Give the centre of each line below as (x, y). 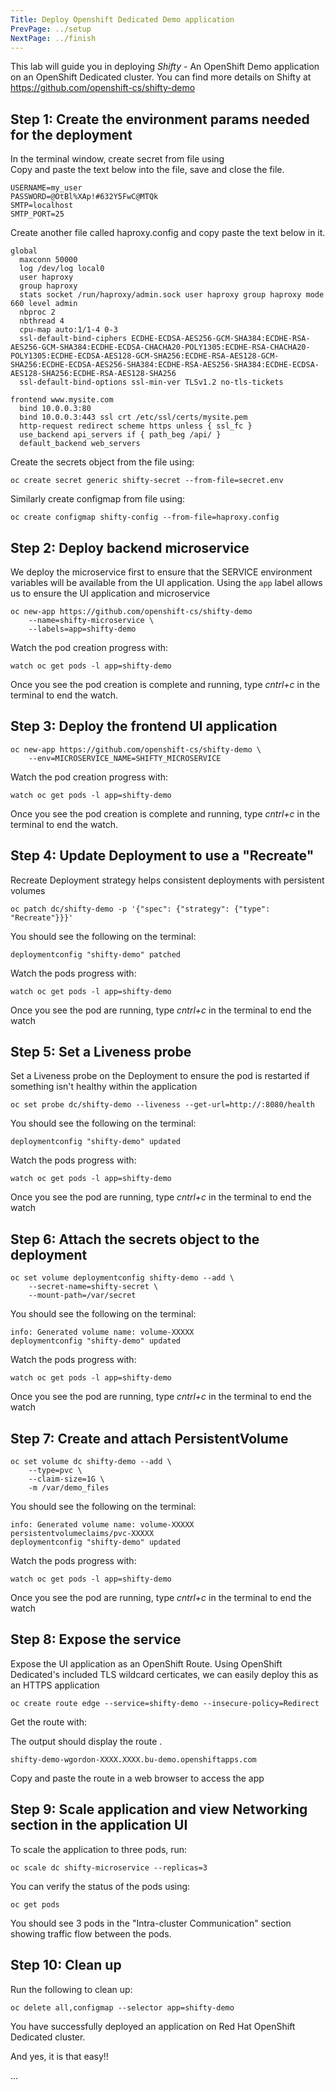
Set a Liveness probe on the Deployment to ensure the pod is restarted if (160, 1076)
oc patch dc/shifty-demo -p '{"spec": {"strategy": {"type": (140, 909)
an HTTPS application (55, 1685)
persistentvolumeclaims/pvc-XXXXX (82, 1534)
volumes (28, 890)
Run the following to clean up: (71, 1989)
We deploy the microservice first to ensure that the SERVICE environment (161, 572)
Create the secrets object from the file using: (102, 462)
